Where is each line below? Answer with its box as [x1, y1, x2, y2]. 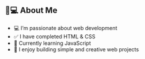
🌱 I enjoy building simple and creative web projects [13, 45, 139, 53]
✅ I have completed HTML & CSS [13, 32, 95, 40]
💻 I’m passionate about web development [13, 24, 118, 31]
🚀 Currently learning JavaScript [13, 40, 91, 47]
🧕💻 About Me [5, 5, 57, 15]
